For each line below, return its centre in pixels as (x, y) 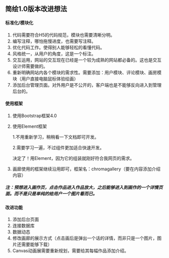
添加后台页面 (25, 219)
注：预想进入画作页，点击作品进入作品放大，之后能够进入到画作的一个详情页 (84, 187)
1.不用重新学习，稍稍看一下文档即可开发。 (55, 137)
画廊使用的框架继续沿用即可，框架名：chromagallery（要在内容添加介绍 (86, 169)
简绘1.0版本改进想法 (36, 9)
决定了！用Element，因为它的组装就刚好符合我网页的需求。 (73, 158)
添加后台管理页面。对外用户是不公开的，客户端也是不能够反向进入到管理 (87, 85)
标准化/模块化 (19, 23)
